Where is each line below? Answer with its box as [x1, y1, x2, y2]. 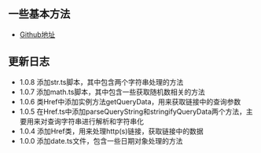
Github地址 [19, 30, 56, 39]
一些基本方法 [8, 7, 71, 21]
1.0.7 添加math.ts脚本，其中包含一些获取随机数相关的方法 [19, 87, 206, 97]
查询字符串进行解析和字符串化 [46, 116, 144, 126]
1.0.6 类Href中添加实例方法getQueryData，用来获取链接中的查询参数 [19, 97, 241, 106]
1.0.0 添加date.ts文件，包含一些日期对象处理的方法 [19, 136, 183, 145]
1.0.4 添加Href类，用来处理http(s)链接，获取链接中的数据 [19, 126, 204, 136]
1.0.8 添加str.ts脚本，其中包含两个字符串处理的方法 [19, 77, 184, 86]
